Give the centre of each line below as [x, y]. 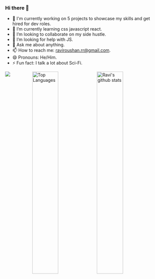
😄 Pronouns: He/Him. [34, 57]
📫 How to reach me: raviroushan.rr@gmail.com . [61, 50]
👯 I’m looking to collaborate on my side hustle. [59, 35]
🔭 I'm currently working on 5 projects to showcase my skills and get [81, 19]
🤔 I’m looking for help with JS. [42, 39]
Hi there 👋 [17, 8]
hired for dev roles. [32, 24]
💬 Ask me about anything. [39, 45]
